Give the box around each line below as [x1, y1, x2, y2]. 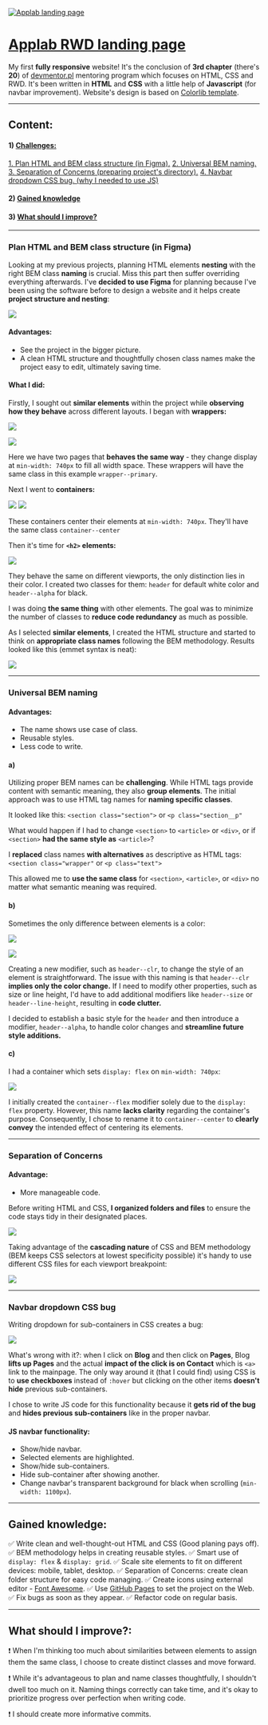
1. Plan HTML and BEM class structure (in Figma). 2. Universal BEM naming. [8, 158, 257, 168]
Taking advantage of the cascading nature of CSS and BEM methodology [8, 1242, 251, 1251]
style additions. [8, 1031, 61, 1040]
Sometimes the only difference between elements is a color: [8, 919, 206, 928]
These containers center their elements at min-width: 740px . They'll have [8, 517, 249, 526]
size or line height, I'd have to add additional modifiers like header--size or [8, 989, 253, 999]
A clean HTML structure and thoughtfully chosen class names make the [19, 353, 255, 363]
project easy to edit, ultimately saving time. [19, 362, 162, 371]
